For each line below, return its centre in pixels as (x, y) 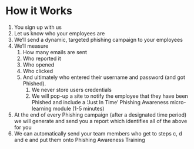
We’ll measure (31, 46)
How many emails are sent (55, 52)
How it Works (39, 11)
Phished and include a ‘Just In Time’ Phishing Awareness (100, 102)
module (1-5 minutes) (78, 108)
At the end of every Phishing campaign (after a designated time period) (100, 115)
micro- (178, 102)
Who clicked (38, 71)
